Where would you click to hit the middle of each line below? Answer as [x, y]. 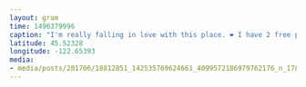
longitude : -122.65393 [52, 52]
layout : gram [34, 18]
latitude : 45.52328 [46, 43]
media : [22, 60]
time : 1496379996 [42, 26]
